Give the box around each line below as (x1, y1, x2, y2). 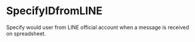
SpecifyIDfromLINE (6, 4, 103, 18)
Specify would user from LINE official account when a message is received (6, 24, 190, 31)
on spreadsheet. (6, 30, 46, 37)
